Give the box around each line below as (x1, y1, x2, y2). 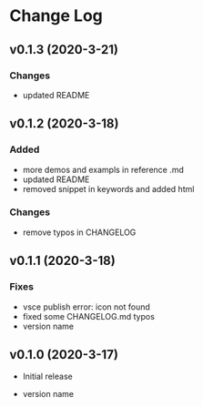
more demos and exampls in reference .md (22, 164, 185, 175)
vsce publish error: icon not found (22, 301, 150, 312)
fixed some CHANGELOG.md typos (22, 310, 155, 321)
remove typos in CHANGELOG (22, 227, 137, 238)
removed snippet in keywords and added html (22, 183, 195, 194)
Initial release (22, 371, 73, 382)
